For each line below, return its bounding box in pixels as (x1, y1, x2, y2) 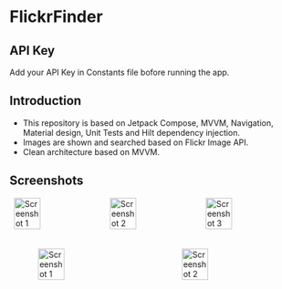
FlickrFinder (9, 6, 103, 27)
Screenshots (9, 173, 84, 189)
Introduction (9, 93, 82, 108)
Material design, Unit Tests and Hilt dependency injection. (22, 127, 240, 138)
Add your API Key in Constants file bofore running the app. (9, 67, 230, 77)
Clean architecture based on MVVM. (22, 146, 161, 157)
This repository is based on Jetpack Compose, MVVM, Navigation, (22, 117, 274, 129)
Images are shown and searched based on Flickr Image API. (22, 137, 249, 148)
